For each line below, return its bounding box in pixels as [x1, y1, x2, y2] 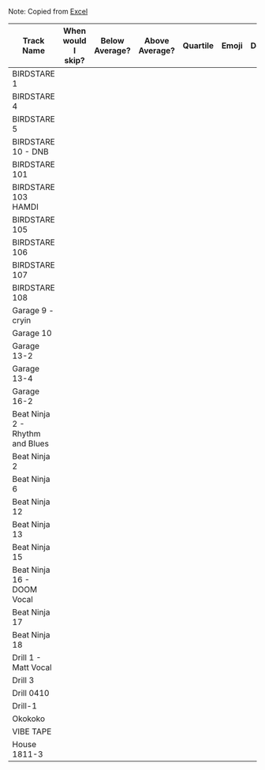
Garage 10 [12, 327, 53, 338]
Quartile [182, 40, 215, 50]
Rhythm [12, 428, 41, 439]
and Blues [12, 438, 50, 449]
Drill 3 [12, 675, 35, 686]
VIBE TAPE [12, 726, 52, 737]
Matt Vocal [12, 662, 53, 673]
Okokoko [12, 713, 46, 724]
